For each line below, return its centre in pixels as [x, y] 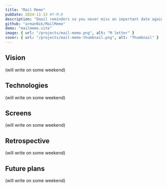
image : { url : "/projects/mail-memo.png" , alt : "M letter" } [70, 33]
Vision [15, 58]
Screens [18, 113]
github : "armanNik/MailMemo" [35, 24]
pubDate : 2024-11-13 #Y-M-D [34, 14]
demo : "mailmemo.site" [29, 28]
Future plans [25, 168]
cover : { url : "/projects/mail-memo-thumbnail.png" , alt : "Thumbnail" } [82, 38]
